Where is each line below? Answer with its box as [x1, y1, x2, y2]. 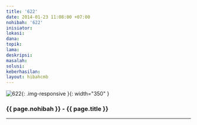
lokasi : [6, 31, 25, 36]
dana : [6, 36, 19, 42]
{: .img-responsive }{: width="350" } [21, 90, 110, 97]
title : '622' [6, 8, 38, 15]
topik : [6, 42, 22, 48]
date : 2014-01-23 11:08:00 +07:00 [6, 14, 91, 20]
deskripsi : [6, 52, 33, 58]
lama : [6, 47, 19, 53]
